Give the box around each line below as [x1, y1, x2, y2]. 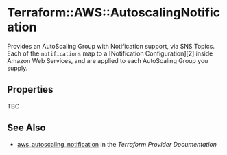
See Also [7, 122, 46, 134]
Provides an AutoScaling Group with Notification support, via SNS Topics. [7, 42, 215, 50]
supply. [7, 64, 28, 72]
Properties [7, 84, 53, 95]
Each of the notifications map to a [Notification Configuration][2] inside [7, 49, 213, 58]
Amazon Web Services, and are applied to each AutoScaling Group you [7, 56, 208, 64]
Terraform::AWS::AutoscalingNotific [7, 5, 221, 21]
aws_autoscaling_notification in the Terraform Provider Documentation [16, 140, 217, 148]
